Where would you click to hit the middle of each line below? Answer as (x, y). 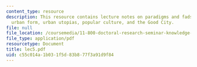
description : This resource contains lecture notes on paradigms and (93, 17)
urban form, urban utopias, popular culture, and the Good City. (93, 22)
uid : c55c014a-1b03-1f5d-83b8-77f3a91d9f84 (60, 55)
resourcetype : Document (35, 44)
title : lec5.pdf (26, 50)
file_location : (25, 33)
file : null (19, 28)
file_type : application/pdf (40, 38)
